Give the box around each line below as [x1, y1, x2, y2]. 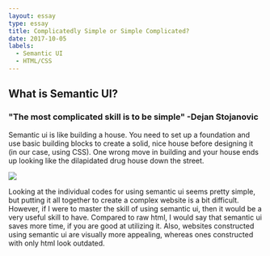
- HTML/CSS [15, 58, 53, 66]
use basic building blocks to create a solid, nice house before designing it [8, 139, 253, 148]
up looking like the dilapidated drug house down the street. [8, 156, 205, 165]
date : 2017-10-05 [8, 34, 67, 43]
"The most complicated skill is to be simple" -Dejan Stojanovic [8, 111, 259, 122]
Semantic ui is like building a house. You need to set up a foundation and [8, 130, 251, 139]
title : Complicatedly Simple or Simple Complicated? [8, 27, 190, 35]
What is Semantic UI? [8, 87, 119, 101]
